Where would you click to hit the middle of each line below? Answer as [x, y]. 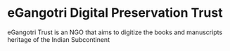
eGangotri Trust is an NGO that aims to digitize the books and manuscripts [115, 32]
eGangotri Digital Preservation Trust [115, 13]
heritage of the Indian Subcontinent [59, 39]
